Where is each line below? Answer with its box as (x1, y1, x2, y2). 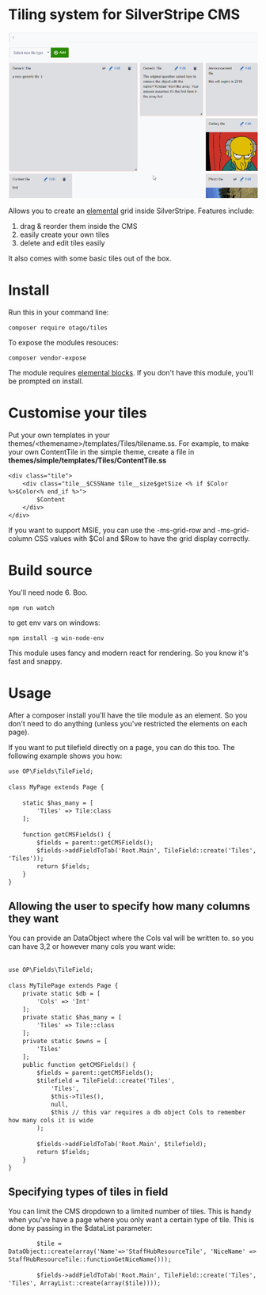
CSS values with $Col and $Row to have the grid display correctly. (34, 534, 251, 543)
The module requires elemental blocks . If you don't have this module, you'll (8, 368, 253, 378)
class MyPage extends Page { (8, 783, 104, 791)
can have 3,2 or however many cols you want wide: (8, 941, 176, 951)
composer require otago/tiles (8, 324, 108, 332)
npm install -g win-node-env (8, 634, 104, 642)
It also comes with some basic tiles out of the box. (8, 253, 172, 263)
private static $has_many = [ (22, 1013, 123, 1021)
